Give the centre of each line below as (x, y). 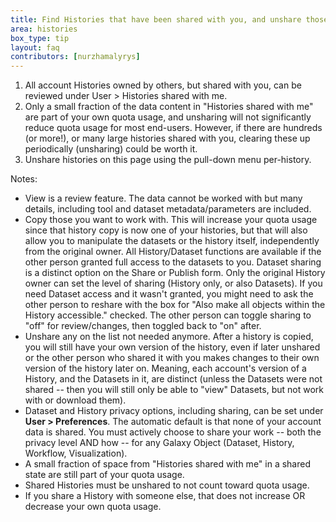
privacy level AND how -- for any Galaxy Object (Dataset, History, (159, 443)
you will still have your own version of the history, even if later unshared (172, 347)
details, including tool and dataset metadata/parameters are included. (168, 209)
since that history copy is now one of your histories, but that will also (166, 230)
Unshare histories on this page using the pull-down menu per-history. (168, 160)
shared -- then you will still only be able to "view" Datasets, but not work (174, 390)
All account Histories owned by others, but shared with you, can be (163, 85)
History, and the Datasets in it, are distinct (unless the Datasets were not (173, 379)
